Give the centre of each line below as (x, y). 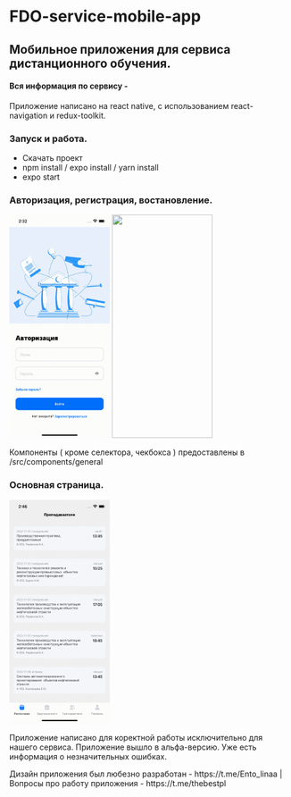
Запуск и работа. (48, 138)
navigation (29, 115)
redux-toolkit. (81, 115)
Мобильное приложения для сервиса (120, 50)
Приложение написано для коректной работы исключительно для (136, 737)
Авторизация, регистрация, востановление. (111, 200)
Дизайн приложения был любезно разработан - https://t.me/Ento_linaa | (146, 774)
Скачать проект (52, 158)
